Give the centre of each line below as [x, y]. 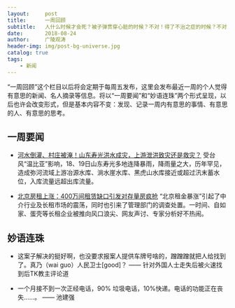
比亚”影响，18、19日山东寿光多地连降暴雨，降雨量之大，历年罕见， [129, 164]
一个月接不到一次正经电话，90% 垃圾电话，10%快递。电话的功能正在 [117, 288]
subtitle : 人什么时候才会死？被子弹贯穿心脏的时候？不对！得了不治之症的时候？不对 [117, 27]
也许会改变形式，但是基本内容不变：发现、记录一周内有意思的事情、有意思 [120, 104]
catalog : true [28, 53]
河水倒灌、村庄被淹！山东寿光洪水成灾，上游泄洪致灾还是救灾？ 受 [113, 155]
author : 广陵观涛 [37, 40]
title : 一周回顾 [37, 20]
